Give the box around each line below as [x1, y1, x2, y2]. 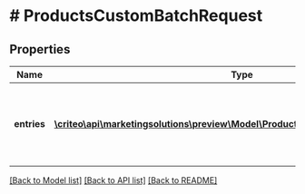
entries [14, 118, 45, 130]
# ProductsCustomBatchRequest [9, 5, 263, 26]
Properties [9, 42, 71, 57]
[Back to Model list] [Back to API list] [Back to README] [9, 175, 218, 186]
